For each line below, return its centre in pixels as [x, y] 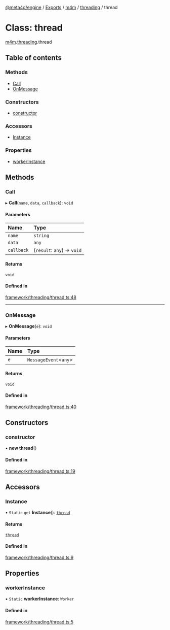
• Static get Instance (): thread [38, 513]
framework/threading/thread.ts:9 [39, 557]
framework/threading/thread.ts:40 [41, 407]
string [41, 236]
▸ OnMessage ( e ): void [29, 326]
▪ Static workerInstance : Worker [40, 599]
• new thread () [21, 448]
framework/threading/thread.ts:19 [40, 471]
